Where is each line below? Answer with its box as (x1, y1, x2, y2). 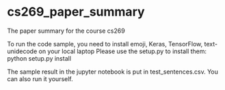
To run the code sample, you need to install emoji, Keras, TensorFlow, (7, 40, 203, 48)
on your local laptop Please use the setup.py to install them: (38, 47, 207, 55)
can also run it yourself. (7, 74, 73, 82)
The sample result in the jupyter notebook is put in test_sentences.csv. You (7, 67, 219, 76)
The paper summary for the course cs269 (7, 27, 125, 35)
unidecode (7, 47, 38, 55)
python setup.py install (7, 54, 72, 62)
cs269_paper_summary (7, 4, 145, 20)
